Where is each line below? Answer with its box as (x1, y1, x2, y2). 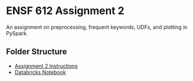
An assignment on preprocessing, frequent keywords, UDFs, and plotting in (6, 23, 188, 31)
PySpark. (6, 29, 28, 36)
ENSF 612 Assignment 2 (6, 4, 125, 18)
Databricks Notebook (14, 69, 66, 76)
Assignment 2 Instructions (14, 62, 78, 69)
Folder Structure (6, 47, 67, 57)
